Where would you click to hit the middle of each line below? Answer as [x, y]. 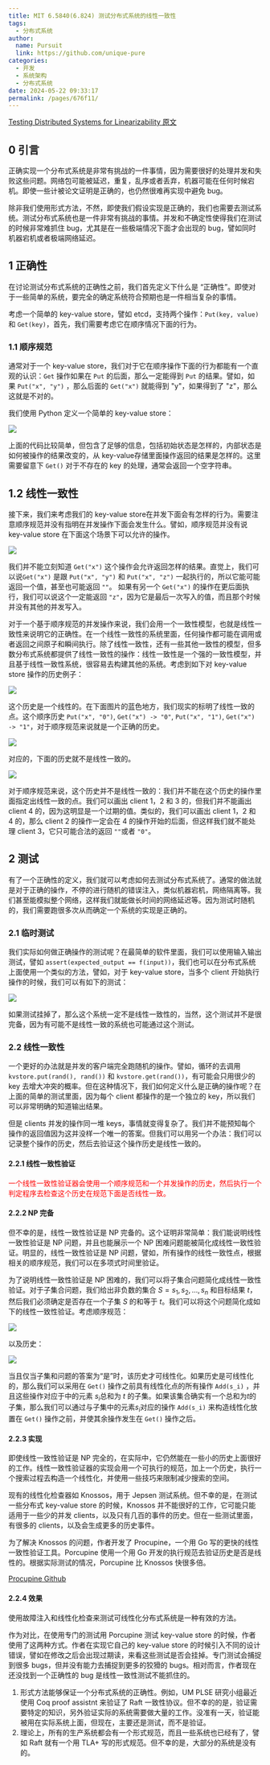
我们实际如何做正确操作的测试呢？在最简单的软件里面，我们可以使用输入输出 [135, 952]
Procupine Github [37, 1579]
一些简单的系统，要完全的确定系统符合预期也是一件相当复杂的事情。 [128, 297]
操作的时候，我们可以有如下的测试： [68, 982]
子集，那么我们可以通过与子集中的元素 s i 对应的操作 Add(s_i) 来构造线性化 [129, 1408]
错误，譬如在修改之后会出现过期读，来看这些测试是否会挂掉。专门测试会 [128, 1655]
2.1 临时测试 [31, 933]
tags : [17, 23]
